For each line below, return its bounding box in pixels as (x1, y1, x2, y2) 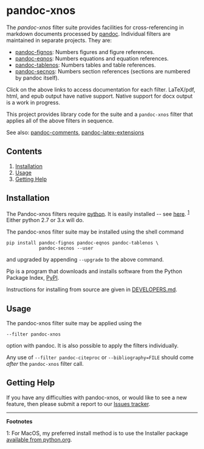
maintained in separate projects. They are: (6, 36, 112, 44)
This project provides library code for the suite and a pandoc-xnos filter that (6, 110, 193, 118)
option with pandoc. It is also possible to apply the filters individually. (6, 342, 179, 349)
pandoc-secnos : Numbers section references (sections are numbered (15, 67, 191, 75)
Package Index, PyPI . (6, 274, 59, 282)
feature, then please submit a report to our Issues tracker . (6, 400, 151, 407)
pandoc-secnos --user (38, 245, 94, 252)
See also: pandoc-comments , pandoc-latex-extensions (6, 129, 144, 136)
